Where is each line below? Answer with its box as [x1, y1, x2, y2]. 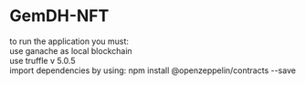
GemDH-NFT [9, 5, 110, 27]
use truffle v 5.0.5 [9, 55, 76, 66]
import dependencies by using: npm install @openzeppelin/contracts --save [9, 65, 297, 76]
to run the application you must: [9, 36, 130, 47]
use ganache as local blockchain [9, 45, 132, 56]
